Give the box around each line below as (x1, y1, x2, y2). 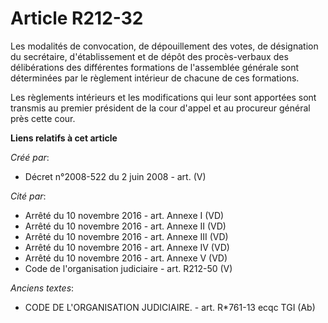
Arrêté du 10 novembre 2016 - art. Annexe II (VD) (24, 220, 227, 232)
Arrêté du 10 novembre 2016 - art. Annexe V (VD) (24, 252, 228, 264)
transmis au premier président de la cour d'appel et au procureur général (10, 102, 311, 114)
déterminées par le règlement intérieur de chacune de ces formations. (10, 72, 300, 84)
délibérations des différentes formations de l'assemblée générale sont (10, 61, 300, 73)
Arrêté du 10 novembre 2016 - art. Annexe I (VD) (24, 209, 225, 221)
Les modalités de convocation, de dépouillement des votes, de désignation (10, 40, 319, 52)
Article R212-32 (10, 7, 144, 30)
